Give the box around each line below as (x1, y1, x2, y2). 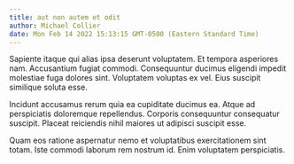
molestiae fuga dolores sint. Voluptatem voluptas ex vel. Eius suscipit (9, 73, 261, 83)
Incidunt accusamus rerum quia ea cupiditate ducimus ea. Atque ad (9, 99, 256, 110)
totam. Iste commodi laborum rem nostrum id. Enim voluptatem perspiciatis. (9, 144, 286, 155)
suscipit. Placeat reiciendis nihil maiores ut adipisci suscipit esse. (9, 118, 246, 129)
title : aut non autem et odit (9, 12, 121, 22)
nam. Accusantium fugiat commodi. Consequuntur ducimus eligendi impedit (9, 63, 287, 74)
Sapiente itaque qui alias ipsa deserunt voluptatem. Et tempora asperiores (9, 54, 279, 65)
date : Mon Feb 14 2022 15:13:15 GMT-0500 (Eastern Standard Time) (9, 29, 259, 38)
